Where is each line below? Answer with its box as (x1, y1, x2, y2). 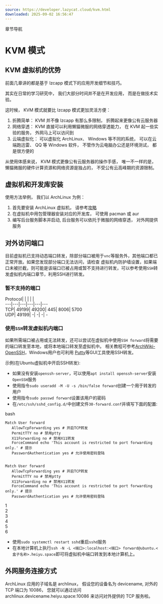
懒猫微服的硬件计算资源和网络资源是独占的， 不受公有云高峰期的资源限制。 (5, 165, 157, 170)
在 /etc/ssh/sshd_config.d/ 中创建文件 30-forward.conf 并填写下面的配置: (12, 401, 158, 407)
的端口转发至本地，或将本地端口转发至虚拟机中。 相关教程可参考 (5, 343, 136, 349)
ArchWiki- (135, 343, 156, 349)
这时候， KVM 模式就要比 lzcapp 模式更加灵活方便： (5, 107, 111, 113)
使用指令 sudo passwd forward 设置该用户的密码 (12, 395, 106, 401)
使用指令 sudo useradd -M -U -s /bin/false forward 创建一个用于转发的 (12, 383, 157, 388)
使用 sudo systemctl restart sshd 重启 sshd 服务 (12, 539, 107, 545)
